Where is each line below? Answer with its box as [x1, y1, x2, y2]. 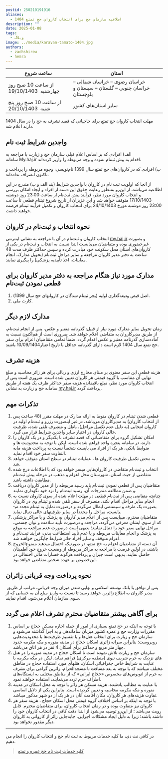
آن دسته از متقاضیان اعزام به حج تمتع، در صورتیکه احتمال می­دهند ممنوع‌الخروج [12, 541, 157, 547]
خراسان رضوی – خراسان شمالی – [73, 78, 146, 85]
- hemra [10, 54, 26, 59]
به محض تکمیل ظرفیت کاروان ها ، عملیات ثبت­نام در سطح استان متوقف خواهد [12, 456, 156, 462]
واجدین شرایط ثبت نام [5, 138, 67, 146]
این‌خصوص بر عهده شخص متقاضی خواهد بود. [12, 557, 97, 563]
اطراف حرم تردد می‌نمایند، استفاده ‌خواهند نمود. [12, 676, 102, 682]
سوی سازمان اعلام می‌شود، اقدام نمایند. [5, 595, 80, 601]
